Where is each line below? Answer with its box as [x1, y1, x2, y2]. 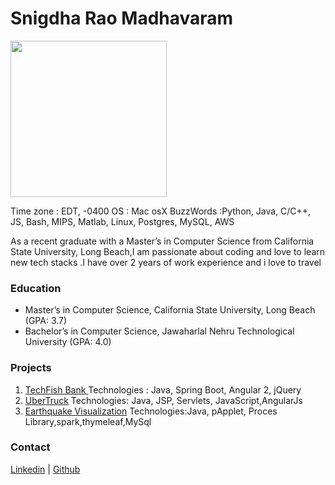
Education [10, 281, 62, 295]
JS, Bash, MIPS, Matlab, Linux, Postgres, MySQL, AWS [10, 215, 235, 227]
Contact [10, 440, 51, 454]
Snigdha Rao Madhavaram [10, 7, 234, 30]
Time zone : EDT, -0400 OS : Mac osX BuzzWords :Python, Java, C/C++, [10, 205, 312, 217]
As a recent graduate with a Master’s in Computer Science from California [10, 235, 315, 247]
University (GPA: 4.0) [24, 336, 112, 348]
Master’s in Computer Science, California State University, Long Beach [24, 304, 316, 316]
